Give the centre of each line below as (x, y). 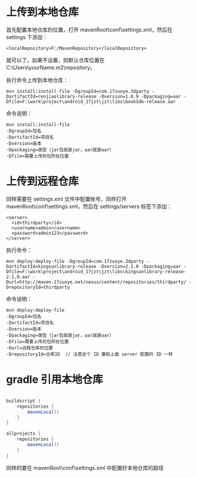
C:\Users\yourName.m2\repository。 (51, 67)
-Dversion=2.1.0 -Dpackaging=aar (140, 266)
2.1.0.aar (18, 277)
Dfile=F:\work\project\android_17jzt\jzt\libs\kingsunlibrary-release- (96, 271)
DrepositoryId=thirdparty (38, 287)
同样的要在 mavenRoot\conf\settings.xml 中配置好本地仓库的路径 (85, 468)
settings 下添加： (27, 37)
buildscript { (24, 401)
